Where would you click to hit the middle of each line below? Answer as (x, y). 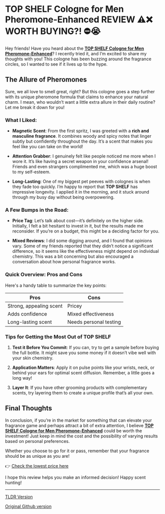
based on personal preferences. (38, 441)
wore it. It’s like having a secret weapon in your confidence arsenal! (80, 161)
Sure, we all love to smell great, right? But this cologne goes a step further (80, 91)
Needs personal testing (94, 322)
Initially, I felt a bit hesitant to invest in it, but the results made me (78, 226)
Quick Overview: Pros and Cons (44, 275)
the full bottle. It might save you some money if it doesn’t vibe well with (84, 353)
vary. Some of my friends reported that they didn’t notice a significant (83, 246)
